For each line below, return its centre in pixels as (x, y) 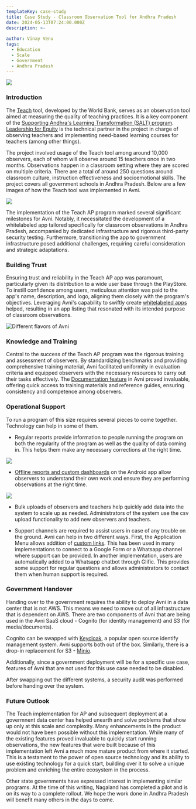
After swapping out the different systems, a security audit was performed (94, 680)
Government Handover (39, 589)
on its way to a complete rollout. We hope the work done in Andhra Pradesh (97, 794)
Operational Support (36, 407)
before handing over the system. (45, 685)
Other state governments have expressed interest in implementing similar (94, 781)
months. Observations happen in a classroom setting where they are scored (97, 165)
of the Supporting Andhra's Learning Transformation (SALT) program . (90, 122)
